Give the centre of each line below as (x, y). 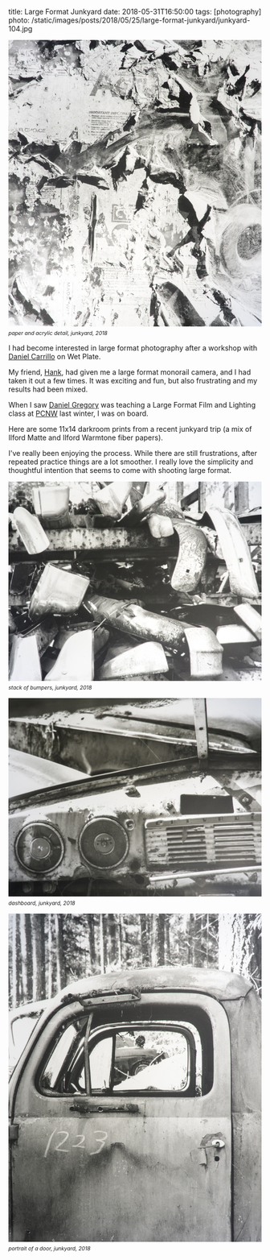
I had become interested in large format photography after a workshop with (133, 348)
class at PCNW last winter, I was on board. (78, 413)
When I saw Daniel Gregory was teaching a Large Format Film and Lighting (132, 405)
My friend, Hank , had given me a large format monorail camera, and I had (130, 372)
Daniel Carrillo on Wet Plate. (55, 356)
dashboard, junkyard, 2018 (42, 903)
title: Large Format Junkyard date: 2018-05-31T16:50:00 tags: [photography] (135, 12)
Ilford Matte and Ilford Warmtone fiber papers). (86, 437)
